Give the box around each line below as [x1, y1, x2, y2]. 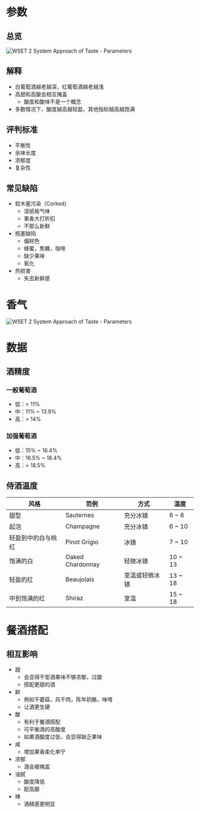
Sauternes [65, 511, 94, 520]
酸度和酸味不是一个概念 [23, 98, 82, 105]
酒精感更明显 [23, 800, 55, 808]
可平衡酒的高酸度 [23, 726, 66, 733]
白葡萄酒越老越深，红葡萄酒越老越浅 [14, 83, 104, 90]
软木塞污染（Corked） [14, 200, 70, 207]
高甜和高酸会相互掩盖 [14, 90, 67, 97]
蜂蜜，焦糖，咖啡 [23, 245, 66, 252]
